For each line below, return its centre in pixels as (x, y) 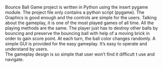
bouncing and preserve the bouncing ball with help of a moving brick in (78, 33)
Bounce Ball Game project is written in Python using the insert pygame (77, 7)
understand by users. (27, 49)
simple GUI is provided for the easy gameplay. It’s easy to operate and (76, 44)
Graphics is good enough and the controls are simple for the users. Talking (81, 17)
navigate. (15, 59)
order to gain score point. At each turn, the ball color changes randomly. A (81, 38)
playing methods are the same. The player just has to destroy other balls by (81, 28)
